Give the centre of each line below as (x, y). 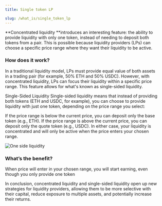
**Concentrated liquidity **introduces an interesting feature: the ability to (79, 32)
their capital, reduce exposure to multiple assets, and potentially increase (78, 194)
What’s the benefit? (29, 158)
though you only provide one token (40, 174)
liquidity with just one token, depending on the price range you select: (75, 106)
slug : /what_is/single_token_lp (38, 18)
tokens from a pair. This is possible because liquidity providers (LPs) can (78, 42)
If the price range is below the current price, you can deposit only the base (80, 115)
